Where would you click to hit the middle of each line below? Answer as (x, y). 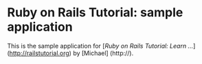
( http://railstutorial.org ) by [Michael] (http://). (70, 53)
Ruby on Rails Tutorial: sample (95, 13)
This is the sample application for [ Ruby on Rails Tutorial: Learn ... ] (101, 46)
